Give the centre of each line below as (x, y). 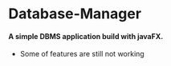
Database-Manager (75, 14)
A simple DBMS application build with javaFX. (86, 36)
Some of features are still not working (82, 54)
